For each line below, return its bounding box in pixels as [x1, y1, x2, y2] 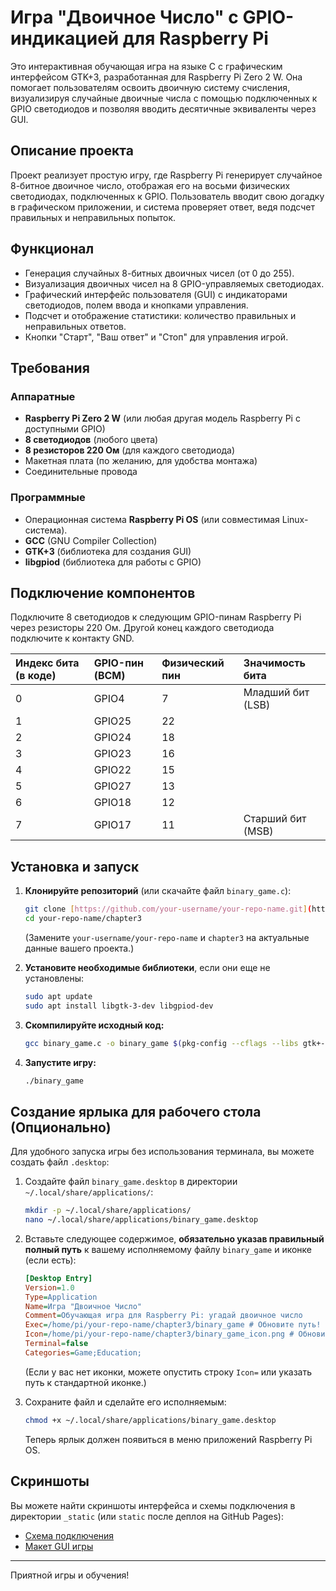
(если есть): [24, 1254, 77, 1266]
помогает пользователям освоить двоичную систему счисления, [10, 81, 291, 93]
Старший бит [243, 812, 307, 826]
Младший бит [243, 686, 310, 700]
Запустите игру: [24, 1056, 97, 1068]
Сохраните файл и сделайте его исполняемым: [24, 1396, 227, 1408]
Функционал [10, 241, 95, 258]
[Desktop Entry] [24, 1273, 93, 1283]
